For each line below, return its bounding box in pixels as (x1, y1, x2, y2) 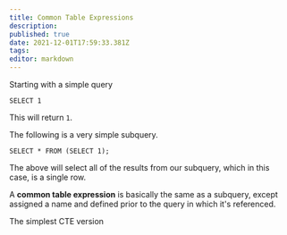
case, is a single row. (9, 172, 87, 182)
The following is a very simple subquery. (9, 130, 158, 139)
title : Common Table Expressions (9, 13, 134, 22)
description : (9, 21, 58, 30)
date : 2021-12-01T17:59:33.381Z (9, 38, 130, 47)
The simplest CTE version (9, 216, 105, 226)
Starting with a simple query (9, 80, 114, 89)
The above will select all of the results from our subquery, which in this (9, 163, 270, 172)
